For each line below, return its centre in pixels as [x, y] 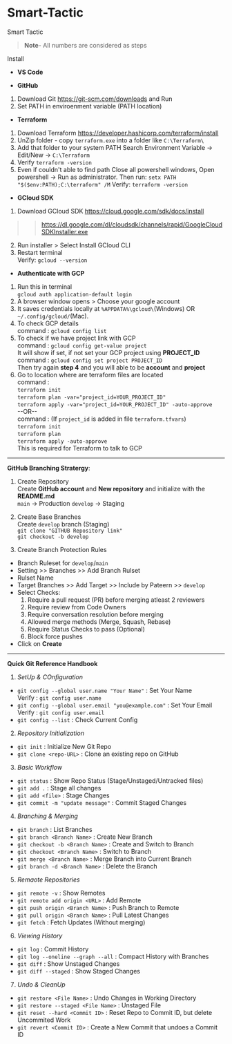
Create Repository [43, 481]
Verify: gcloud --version [52, 260]
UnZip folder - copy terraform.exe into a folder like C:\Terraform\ [110, 140]
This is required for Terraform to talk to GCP [80, 448]
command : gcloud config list [62, 330]
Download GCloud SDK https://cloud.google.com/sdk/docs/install [110, 211]
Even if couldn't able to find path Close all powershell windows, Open [116, 169]
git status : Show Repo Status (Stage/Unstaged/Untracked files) [110, 780]
